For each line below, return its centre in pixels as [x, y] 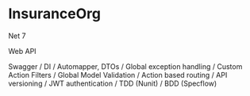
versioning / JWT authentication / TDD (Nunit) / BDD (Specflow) [113, 83]
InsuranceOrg [55, 14]
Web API [23, 51]
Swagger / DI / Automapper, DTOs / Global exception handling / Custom [125, 66]
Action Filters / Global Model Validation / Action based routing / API [118, 75]
